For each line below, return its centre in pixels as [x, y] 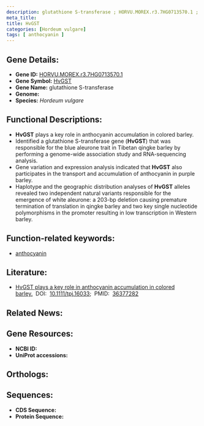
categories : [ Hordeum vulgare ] [46, 29]
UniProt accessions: [42, 355]
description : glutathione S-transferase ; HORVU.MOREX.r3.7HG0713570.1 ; [103, 12]
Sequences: [30, 395]
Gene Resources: [40, 334]
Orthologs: [28, 374]
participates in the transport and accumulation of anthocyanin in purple [105, 173]
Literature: [27, 272]
